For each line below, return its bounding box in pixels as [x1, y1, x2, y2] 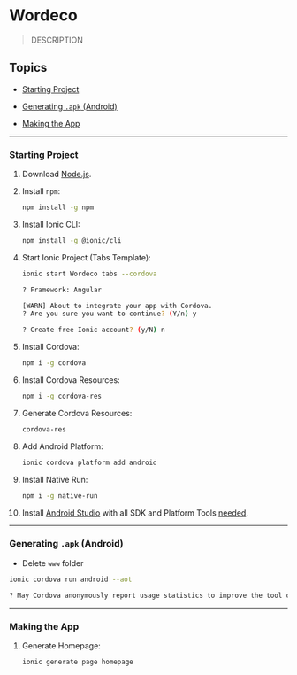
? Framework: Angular [21, 285, 102, 294]
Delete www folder [21, 557, 84, 568]
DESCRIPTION [30, 35, 84, 45]
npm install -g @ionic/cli [21, 236, 122, 244]
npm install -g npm [21, 203, 95, 213]
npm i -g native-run [21, 491, 98, 500]
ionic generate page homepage [21, 657, 134, 666]
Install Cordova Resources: [21, 375, 121, 385]
